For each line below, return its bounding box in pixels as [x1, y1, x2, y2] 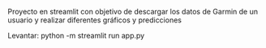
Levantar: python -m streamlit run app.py [7, 31, 145, 40]
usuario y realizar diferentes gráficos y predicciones [7, 15, 182, 25]
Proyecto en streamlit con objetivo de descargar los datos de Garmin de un [7, 7, 259, 16]
